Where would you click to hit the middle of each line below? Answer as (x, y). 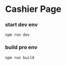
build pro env (21, 47)
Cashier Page (33, 9)
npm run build (20, 58)
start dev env (22, 25)
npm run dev (17, 35)
